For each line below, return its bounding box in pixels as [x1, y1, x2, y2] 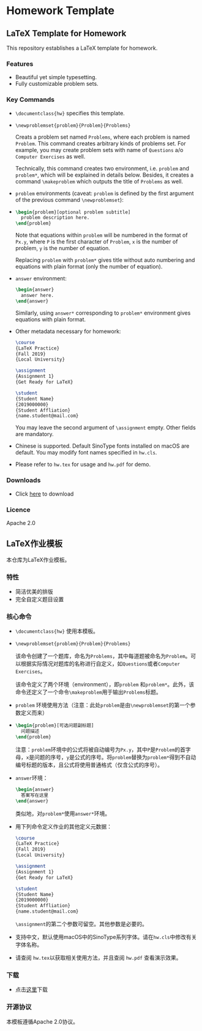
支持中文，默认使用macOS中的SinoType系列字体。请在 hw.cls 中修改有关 [15, 933, 197, 941]
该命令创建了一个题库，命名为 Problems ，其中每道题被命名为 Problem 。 [15, 653, 191, 660]
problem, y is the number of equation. [15, 245, 110, 252]
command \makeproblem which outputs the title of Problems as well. [15, 177, 184, 185]
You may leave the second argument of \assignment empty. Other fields [15, 424, 196, 431]
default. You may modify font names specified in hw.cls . [15, 449, 157, 456]
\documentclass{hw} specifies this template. [15, 109, 125, 117]
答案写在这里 [21, 792, 49, 798]
